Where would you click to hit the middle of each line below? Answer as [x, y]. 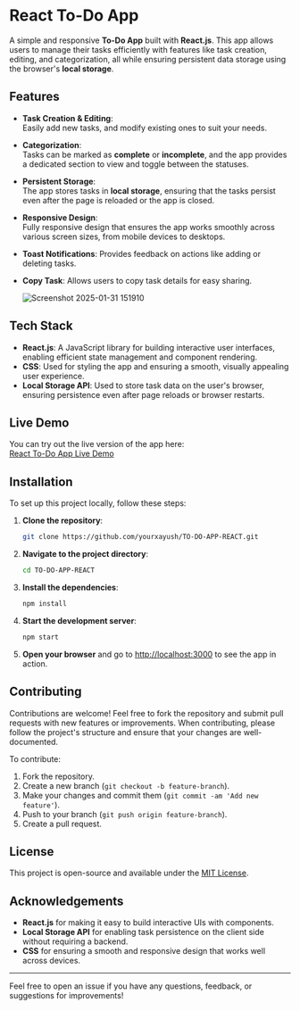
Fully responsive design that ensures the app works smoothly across [148, 227]
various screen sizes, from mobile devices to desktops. [124, 236]
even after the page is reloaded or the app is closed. [118, 200]
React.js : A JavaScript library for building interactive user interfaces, [148, 347]
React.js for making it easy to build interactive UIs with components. [148, 923]
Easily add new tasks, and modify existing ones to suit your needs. [145, 128]
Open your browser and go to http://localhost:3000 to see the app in [149, 654]
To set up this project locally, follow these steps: [98, 503]
